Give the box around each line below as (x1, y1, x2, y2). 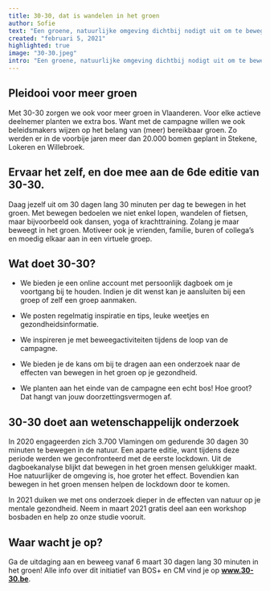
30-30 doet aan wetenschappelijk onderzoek (8, 415, 239, 429)
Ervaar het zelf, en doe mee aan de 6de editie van (8, 166, 260, 180)
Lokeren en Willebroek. (8, 142, 85, 151)
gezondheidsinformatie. (19, 320, 99, 329)
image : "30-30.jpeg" (8, 49, 78, 57)
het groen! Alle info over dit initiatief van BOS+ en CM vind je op (8, 565, 219, 575)
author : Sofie (8, 19, 56, 27)
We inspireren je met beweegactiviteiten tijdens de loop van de (19, 335, 229, 345)
